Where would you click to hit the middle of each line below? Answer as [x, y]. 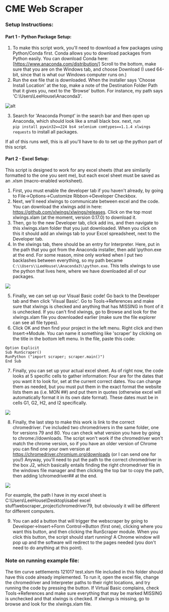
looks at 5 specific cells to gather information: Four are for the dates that [88, 376]
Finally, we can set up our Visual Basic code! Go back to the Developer [86, 296]
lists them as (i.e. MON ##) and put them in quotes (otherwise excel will [87, 392]
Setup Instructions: [30, 25]
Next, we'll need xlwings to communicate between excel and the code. [86, 201]
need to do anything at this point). [48, 548]
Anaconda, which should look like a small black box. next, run [76, 121]
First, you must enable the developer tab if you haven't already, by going [88, 191]
